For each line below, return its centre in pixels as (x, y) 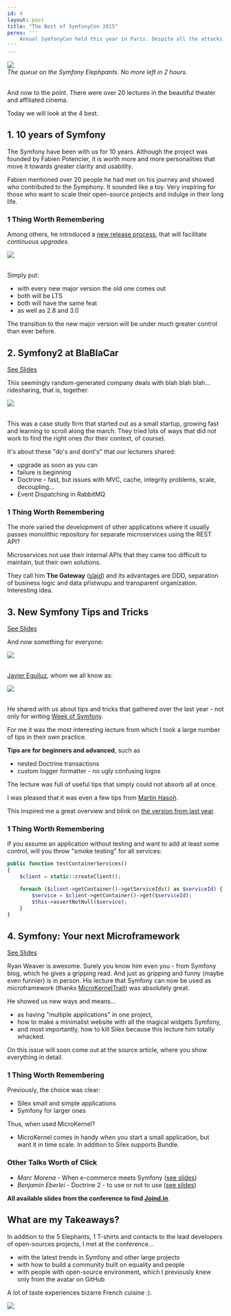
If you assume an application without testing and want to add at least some (113, 844)
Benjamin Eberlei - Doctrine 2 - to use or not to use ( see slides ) (107, 1184)
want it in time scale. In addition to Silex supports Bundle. (98, 1145)
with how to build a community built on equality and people (101, 1264)
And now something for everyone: (55, 642)
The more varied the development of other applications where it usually (108, 527)
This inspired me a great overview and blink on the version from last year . (111, 811)
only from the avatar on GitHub (61, 1279)
